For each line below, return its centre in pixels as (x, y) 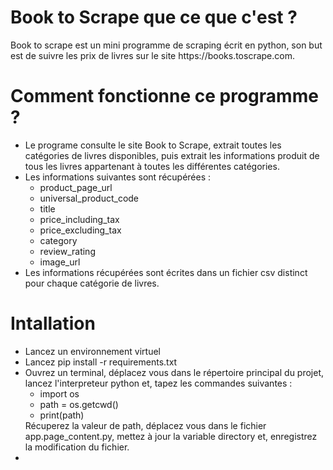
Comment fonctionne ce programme (164, 96)
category (58, 240)
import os (59, 393)
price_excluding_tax (80, 230)
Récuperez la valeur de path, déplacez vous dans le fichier (145, 425)
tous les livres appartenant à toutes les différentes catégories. (152, 166)
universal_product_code (89, 198)
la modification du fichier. (77, 447)
